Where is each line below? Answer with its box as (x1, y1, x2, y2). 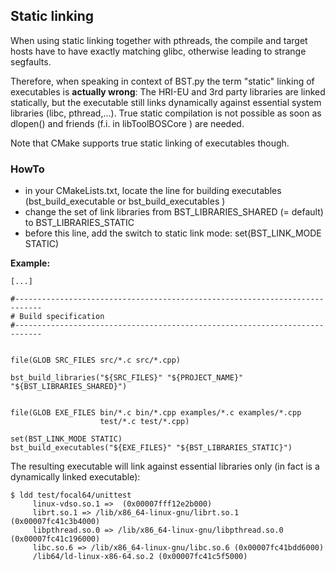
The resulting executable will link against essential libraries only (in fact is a (10, 460, 320, 473)
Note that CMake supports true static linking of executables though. (10, 137, 290, 149)
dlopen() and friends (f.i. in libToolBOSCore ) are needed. (10, 117, 245, 129)
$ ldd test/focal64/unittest (10, 490, 132, 501)
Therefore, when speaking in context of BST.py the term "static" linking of (10, 75, 315, 87)
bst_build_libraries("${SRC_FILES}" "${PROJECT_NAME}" (10, 373, 244, 383)
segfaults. (10, 55, 52, 68)
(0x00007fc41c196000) (10, 534, 101, 544)
